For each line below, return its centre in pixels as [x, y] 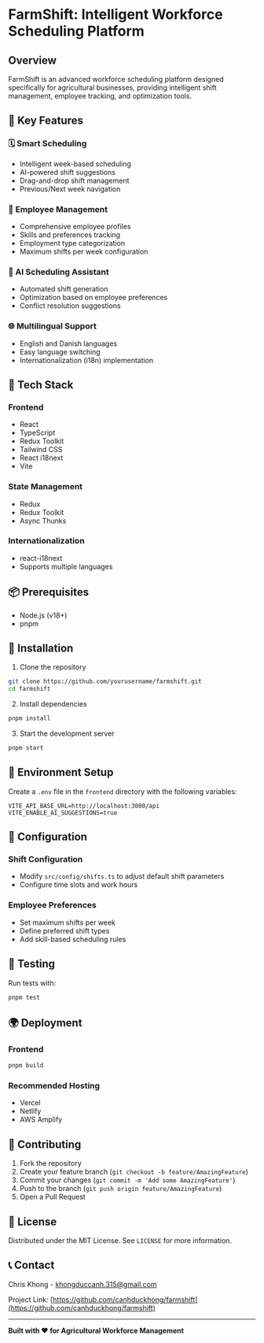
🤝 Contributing [45, 1144]
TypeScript [37, 433]
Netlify [30, 1111]
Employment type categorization [72, 243]
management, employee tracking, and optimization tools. [100, 96]
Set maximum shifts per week [68, 922]
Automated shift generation [64, 289]
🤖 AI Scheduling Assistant [59, 272]
